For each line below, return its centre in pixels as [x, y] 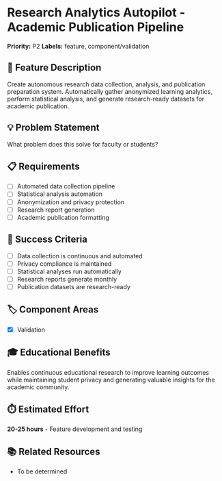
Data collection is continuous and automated [80, 256]
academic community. [38, 387]
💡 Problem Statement [53, 128]
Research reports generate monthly [67, 279]
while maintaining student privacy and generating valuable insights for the [111, 380]
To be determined [42, 471]
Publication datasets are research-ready [74, 286]
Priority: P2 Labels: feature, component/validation [78, 46]
